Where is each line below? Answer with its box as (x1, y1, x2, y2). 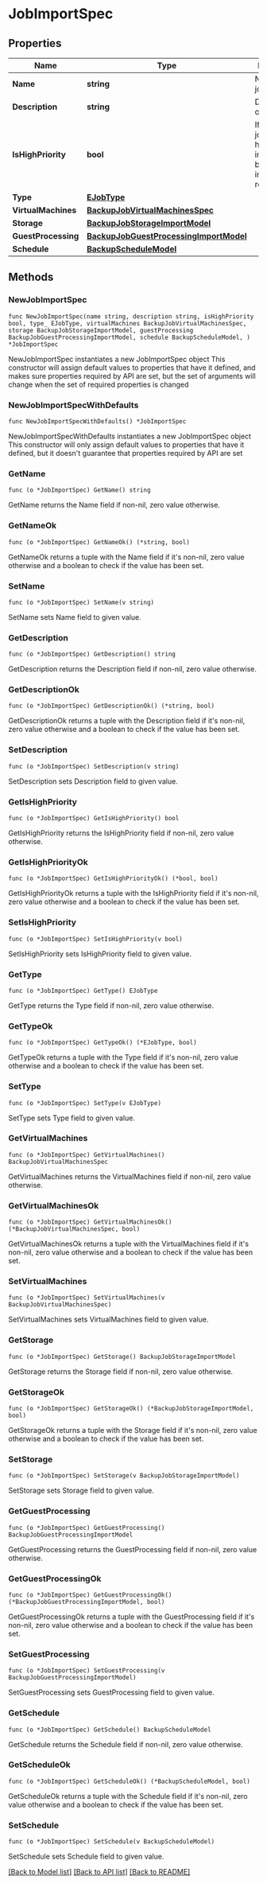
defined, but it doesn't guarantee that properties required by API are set (8, 448, 243, 457)
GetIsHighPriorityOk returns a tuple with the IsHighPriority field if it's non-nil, (8, 889, 259, 898)
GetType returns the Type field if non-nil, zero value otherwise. (8, 1000, 215, 1010)
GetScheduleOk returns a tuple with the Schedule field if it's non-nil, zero (8, 1791, 248, 1800)
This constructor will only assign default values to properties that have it (8, 439, 245, 450)
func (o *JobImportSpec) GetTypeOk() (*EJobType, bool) (8, 1039, 197, 1047)
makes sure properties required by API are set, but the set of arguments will (8, 371, 256, 380)
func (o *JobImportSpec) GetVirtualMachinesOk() (8, 1218, 172, 1226)
